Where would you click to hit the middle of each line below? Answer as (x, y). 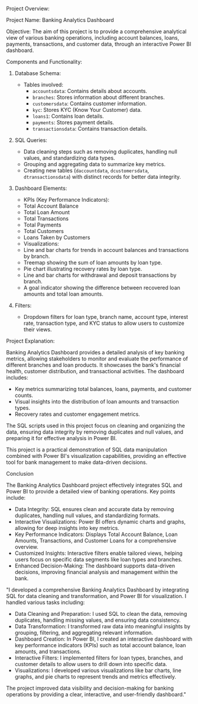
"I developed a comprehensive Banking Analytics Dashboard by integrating (98, 590)
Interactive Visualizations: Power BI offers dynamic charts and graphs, (100, 522)
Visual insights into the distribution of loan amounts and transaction (97, 401)
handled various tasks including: (46, 602)
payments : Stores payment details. (73, 122)
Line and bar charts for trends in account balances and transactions (106, 250)
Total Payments (42, 225)
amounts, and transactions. (48, 651)
